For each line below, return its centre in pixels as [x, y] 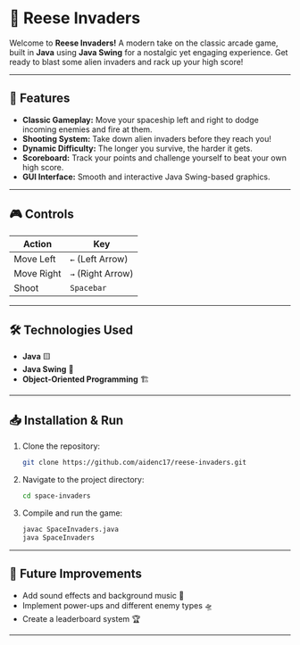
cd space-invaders [56, 496]
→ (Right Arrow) [102, 273]
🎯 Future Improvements [76, 574]
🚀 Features [40, 99]
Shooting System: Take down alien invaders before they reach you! [147, 138]
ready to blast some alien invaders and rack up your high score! [126, 62]
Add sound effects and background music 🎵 [103, 595]
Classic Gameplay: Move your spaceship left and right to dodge [140, 120]
